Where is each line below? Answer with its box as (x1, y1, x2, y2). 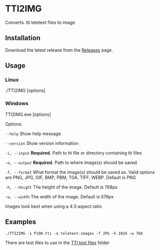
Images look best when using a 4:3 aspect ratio (5, 203, 102, 209)
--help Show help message (5, 130, 61, 137)
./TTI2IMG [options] (5, 87, 46, 93)
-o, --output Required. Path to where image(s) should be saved (5, 160, 137, 166)
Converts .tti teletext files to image (5, 19, 75, 25)
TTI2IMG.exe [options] (5, 111, 51, 117)
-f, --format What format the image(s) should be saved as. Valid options (5, 169, 155, 175)
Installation (5, 34, 41, 42)
